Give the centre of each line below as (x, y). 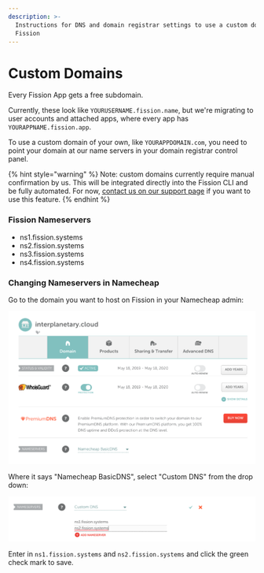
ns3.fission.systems (52, 254)
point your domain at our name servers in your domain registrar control (123, 151)
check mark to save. (41, 562)
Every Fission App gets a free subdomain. (76, 95)
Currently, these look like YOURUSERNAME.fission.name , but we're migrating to (131, 110)
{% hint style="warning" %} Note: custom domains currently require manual (131, 174)
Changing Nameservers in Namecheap (84, 282)
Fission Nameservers (50, 220)
